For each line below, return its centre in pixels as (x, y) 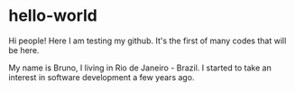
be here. (24, 50)
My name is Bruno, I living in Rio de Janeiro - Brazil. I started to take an (140, 68)
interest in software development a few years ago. (101, 77)
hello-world (53, 16)
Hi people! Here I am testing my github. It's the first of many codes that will (147, 41)
